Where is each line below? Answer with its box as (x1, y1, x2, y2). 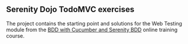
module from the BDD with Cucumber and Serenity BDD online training (6, 26, 178, 33)
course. (6, 32, 25, 39)
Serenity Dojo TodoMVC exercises (6, 5, 134, 14)
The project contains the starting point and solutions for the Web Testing (6, 20, 183, 27)
